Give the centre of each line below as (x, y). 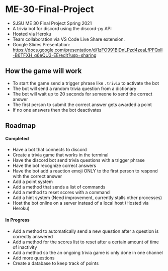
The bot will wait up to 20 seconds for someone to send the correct (82, 94)
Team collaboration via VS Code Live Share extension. (69, 39)
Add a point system (32, 182)
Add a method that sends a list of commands (59, 187)
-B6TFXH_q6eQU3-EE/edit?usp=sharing (54, 55)
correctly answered (33, 236)
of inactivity (25, 247)
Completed (17, 138)
